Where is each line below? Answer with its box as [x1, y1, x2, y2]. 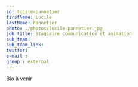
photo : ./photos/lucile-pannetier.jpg [6, 25, 103, 32]
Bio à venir [6, 75, 33, 82]
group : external [6, 58, 50, 64]
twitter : [6, 48, 28, 54]
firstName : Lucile [6, 14, 52, 20]
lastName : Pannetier [6, 20, 58, 26]
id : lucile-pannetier [6, 8, 60, 15]
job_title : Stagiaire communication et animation [6, 31, 133, 37]
